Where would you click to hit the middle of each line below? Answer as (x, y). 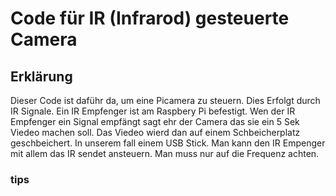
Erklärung (41, 76)
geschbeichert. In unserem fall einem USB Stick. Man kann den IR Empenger (168, 143)
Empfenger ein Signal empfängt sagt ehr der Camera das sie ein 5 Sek (155, 121)
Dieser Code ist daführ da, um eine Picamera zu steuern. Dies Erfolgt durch (165, 100)
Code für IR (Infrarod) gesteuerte (150, 18)
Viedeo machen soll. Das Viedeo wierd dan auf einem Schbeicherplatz (155, 132)
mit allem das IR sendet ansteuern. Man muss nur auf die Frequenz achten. (165, 153)
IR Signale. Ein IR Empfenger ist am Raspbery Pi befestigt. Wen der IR (153, 111)
